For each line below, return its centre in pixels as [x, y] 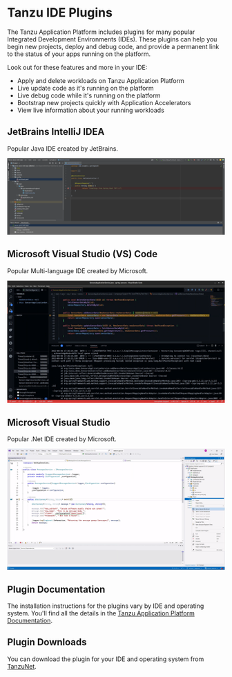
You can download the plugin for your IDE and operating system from [106, 659]
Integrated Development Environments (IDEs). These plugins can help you [112, 39]
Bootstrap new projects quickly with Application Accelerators [104, 102]
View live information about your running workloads [90, 110]
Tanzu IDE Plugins [60, 13]
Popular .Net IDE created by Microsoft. [62, 439]
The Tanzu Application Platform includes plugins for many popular [101, 32]
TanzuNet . [22, 666]
